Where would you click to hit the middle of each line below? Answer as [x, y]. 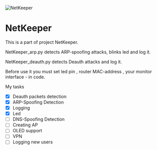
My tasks [15, 86]
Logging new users [33, 142]
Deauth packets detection [40, 96]
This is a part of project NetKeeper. [42, 42]
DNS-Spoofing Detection [38, 119]
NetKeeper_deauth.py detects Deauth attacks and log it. [64, 62]
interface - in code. [25, 77]
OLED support [27, 131]
